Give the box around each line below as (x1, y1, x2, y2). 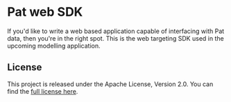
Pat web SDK (7, 4, 83, 20)
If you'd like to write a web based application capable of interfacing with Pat (7, 27, 225, 35)
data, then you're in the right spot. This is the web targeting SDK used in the (7, 34, 224, 42)
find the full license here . (7, 87, 78, 95)
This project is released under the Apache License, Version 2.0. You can (7, 80, 214, 88)
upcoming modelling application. (7, 41, 101, 50)
